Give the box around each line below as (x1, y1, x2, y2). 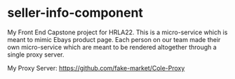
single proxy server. (7, 50, 65, 59)
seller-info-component (7, 5, 144, 21)
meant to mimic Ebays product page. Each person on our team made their (7, 35, 221, 43)
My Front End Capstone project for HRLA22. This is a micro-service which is (7, 28, 228, 36)
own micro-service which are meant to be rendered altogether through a (7, 43, 217, 51)
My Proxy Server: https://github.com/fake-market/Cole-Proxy (7, 64, 185, 72)
